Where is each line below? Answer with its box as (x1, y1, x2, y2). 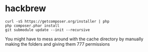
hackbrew (5, 3, 46, 14)
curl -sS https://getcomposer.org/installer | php (5, 19, 110, 24)
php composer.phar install (5, 23, 60, 28)
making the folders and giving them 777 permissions (5, 41, 110, 47)
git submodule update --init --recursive (5, 27, 90, 32)
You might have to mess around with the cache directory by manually (5, 36, 144, 42)
